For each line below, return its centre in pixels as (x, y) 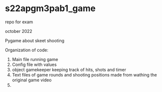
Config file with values (34, 64)
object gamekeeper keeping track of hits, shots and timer (69, 69)
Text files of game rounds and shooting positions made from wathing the (84, 75)
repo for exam (19, 22)
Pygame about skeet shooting (35, 40)
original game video (32, 80)
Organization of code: (27, 50)
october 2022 (19, 31)
